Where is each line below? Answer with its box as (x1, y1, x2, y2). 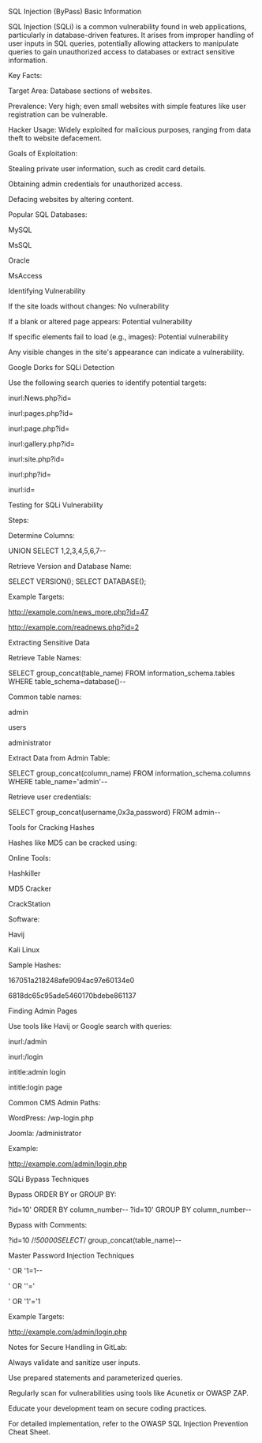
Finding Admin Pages (8, 1006, 77, 1015)
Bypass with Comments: (8, 1221, 88, 1229)
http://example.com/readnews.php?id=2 (8, 622, 140, 632)
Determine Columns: (8, 531, 75, 540)
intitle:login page (8, 1082, 63, 1092)
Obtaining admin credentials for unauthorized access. (8, 179, 183, 189)
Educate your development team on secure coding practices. (8, 1404, 207, 1413)
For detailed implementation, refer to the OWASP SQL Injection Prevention (8, 1419, 249, 1428)
